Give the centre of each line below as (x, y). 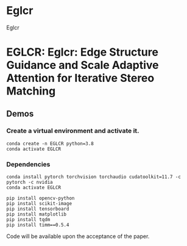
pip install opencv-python (41, 198)
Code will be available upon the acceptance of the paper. (78, 236)
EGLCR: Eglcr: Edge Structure (82, 52)
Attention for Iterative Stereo (80, 78)
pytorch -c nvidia (30, 183)
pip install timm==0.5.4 (38, 225)
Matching (31, 91)
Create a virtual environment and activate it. (73, 131)
